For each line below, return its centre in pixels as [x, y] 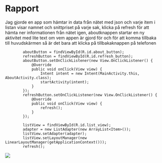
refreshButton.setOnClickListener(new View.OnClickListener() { [90, 95]
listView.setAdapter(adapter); [55, 134]
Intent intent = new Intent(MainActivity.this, [90, 73]
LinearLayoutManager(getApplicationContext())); [56, 142]
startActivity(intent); [65, 82]
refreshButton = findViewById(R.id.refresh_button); [78, 56]
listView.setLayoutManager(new [55, 138]
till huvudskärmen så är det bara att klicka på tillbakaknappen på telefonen [81, 43]
